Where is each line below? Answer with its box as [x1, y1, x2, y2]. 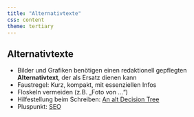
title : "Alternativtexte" [7, 10, 81, 17]
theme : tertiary [7, 23, 54, 29]
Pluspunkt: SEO [17, 103, 62, 111]
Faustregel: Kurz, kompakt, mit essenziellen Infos [17, 81, 157, 89]
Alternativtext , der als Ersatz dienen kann [17, 73, 137, 82]
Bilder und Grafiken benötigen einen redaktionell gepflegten [17, 66, 187, 75]
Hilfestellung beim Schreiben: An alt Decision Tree [17, 95, 160, 103]
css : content [7, 16, 45, 23]
